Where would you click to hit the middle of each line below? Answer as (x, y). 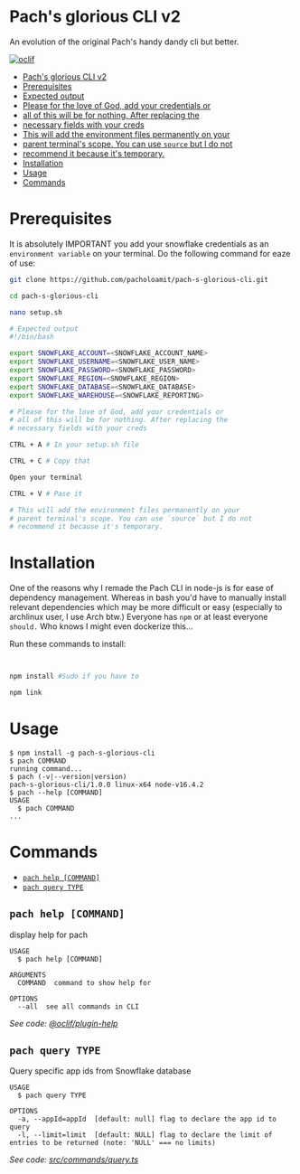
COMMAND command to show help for (84, 982)
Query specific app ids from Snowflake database (100, 1071)
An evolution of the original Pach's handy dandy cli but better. (124, 42)
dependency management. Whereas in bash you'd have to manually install (148, 597)
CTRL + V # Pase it (46, 493)
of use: (23, 263)
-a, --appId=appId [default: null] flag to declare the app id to (147, 1119)
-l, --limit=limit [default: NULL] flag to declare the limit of (145, 1135)
